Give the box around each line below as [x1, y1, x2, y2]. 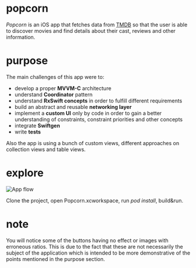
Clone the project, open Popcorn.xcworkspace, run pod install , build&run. [6, 197, 183, 204]
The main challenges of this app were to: [6, 73, 104, 80]
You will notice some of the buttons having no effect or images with [6, 236, 169, 244]
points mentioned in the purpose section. [6, 255, 105, 262]
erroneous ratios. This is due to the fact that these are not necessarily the [6, 243, 183, 250]
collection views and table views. [6, 146, 86, 153]
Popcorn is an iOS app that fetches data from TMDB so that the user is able [6, 21, 188, 28]
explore [6, 166, 44, 180]
